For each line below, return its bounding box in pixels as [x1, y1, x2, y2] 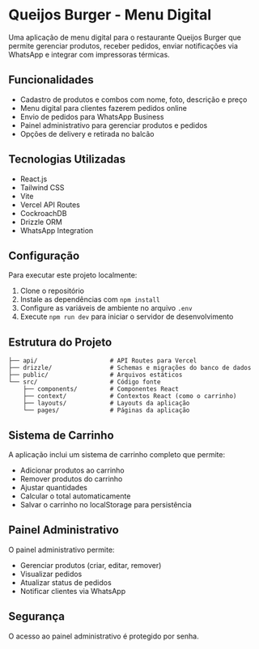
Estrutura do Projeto [8, 335, 113, 349]
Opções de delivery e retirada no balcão [19, 129, 155, 138]
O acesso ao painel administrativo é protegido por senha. [8, 631, 200, 641]
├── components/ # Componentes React [23, 385, 180, 393]
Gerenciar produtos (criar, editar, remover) [19, 560, 162, 570]
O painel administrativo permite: [8, 545, 115, 554]
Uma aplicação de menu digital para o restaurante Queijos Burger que [8, 32, 241, 42]
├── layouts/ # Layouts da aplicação [23, 399, 190, 408]
